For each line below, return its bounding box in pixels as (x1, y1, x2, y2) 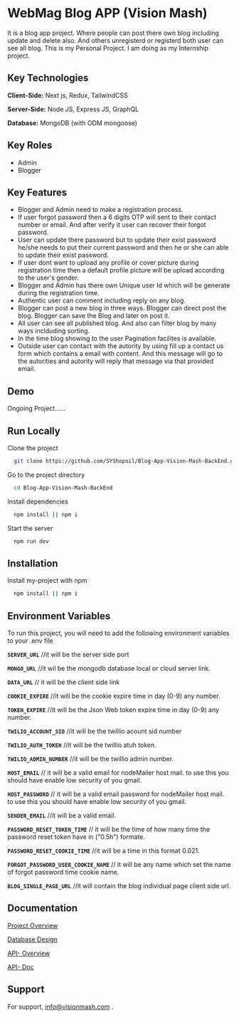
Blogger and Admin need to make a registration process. (17, 205, 184, 214)
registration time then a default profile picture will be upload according (17, 266, 225, 275)
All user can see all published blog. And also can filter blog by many (17, 319, 217, 327)
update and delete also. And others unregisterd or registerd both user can (7, 36, 224, 44)
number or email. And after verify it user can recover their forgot (17, 220, 206, 229)
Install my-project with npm (7, 576, 87, 585)
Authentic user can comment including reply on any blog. (17, 296, 186, 305)
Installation (7, 557, 58, 569)
